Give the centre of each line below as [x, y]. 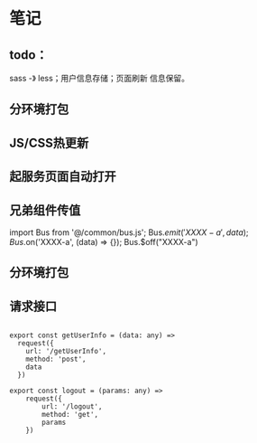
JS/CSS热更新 [49, 142]
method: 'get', [70, 415]
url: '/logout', [72, 407]
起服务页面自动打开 [63, 177]
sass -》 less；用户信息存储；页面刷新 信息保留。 [100, 78]
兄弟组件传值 [45, 210]
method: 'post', [56, 359]
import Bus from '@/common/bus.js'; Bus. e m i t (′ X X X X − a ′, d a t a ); [129, 232]
